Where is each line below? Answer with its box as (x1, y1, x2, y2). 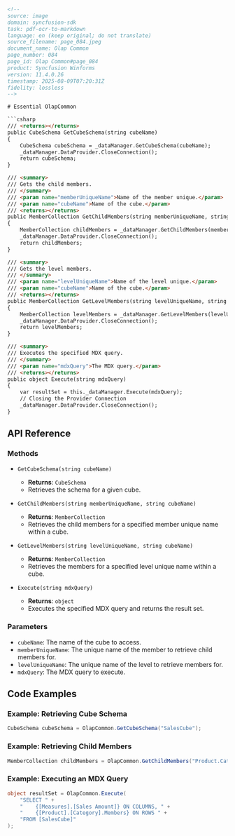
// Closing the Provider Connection (20, 396, 127, 403)
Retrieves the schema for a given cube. (27, 485, 141, 494)
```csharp (7, 116, 36, 123)
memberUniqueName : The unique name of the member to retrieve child (17, 645, 213, 654)
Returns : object (27, 597, 75, 605)
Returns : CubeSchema (27, 478, 87, 487)
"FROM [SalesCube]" (20, 816, 77, 823)
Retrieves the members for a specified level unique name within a (27, 562, 217, 571)
